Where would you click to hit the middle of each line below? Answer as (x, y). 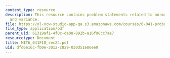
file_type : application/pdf (35, 29)
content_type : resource (30, 10)
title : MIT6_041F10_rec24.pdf (37, 43)
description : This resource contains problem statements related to (79, 15)
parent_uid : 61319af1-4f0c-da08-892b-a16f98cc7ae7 (60, 33)
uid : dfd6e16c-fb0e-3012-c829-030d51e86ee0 (52, 47)
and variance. (25, 19)
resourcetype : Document (30, 38)
